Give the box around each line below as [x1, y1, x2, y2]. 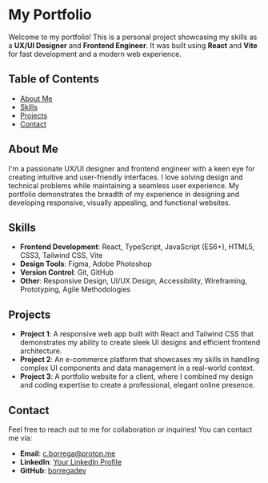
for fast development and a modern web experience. [8, 49, 182, 58]
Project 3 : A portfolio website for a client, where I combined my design [19, 372, 254, 381]
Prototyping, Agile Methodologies [19, 284, 130, 294]
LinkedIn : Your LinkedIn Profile [19, 457, 122, 466]
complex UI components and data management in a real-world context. [19, 363, 255, 373]
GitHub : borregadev [19, 466, 86, 475]
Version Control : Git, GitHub [19, 268, 114, 277]
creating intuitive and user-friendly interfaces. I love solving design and [8, 172, 243, 182]
